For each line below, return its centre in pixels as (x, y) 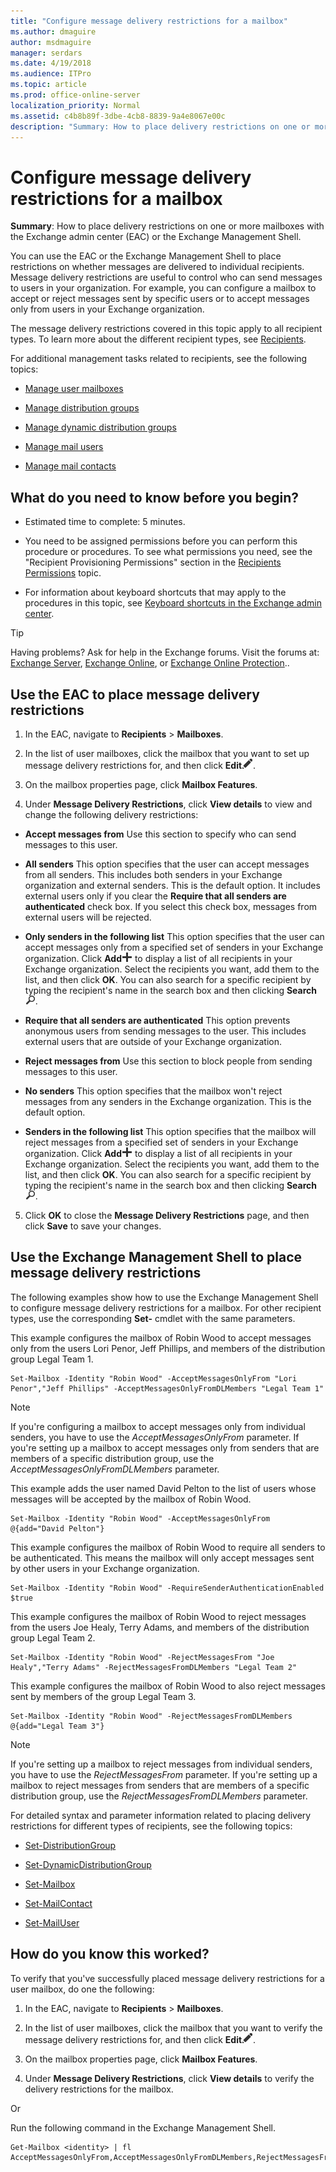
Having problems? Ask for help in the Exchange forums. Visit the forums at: (165, 652)
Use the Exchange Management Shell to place (156, 1257)
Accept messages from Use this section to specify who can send (160, 834)
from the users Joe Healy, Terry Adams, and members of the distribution (160, 1627)
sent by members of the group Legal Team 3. (103, 1696)
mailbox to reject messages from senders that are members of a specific (160, 1785)
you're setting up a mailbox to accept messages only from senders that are (165, 1447)
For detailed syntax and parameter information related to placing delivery (161, 1815)
